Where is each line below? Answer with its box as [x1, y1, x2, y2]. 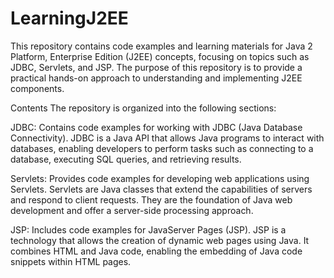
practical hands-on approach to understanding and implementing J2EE [10, 72, 303, 84]
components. [10, 82, 65, 94]
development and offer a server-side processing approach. [10, 204, 254, 216]
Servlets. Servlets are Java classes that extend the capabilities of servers [10, 183, 313, 195]
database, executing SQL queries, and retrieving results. [10, 153, 242, 165]
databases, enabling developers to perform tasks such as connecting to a [10, 142, 314, 154]
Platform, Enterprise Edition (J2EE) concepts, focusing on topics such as [10, 50, 310, 62]
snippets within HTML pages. [10, 255, 132, 267]
